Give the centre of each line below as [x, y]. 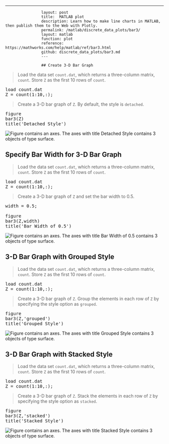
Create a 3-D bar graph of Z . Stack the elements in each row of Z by [88, 396]
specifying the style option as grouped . [57, 304]
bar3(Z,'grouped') [28, 318]
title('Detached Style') [36, 124]
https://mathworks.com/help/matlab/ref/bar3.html [58, 48]
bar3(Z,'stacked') [28, 416]
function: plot [57, 39]
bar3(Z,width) [23, 221]
